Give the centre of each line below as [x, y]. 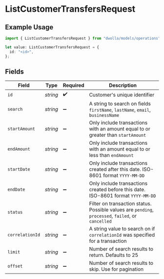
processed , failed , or [113, 216]
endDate [16, 190]
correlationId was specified [122, 235]
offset [15, 266]
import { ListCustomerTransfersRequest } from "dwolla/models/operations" [83, 38]
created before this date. [117, 190]
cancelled [101, 221]
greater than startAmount [118, 135]
